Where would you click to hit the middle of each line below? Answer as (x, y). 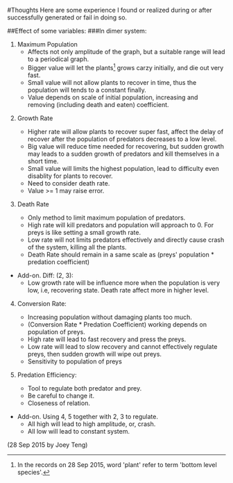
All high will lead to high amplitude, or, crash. (92, 424)
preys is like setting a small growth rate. (84, 232)
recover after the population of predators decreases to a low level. (122, 139)
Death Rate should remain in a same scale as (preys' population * (121, 254)
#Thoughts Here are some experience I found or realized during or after (110, 10)
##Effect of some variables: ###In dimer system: (77, 31)
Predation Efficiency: (47, 375)
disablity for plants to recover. (70, 176)
